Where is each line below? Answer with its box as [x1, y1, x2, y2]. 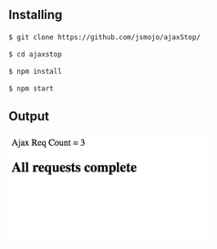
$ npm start [8, 84, 54, 93]
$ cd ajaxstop [8, 49, 63, 58]
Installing [8, 7, 63, 23]
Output [8, 109, 49, 124]
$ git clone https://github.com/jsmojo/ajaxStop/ [8, 32, 201, 42]
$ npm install [8, 67, 63, 76]
